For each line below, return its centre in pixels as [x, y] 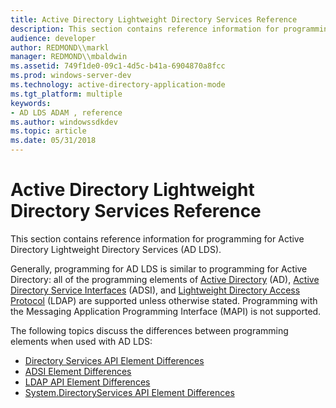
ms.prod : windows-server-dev [71, 76]
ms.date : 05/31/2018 [53, 141]
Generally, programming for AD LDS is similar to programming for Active [159, 268]
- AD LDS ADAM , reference [66, 112]
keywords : [31, 103]
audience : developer [53, 38]
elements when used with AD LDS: [81, 341]
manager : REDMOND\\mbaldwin [69, 57]
